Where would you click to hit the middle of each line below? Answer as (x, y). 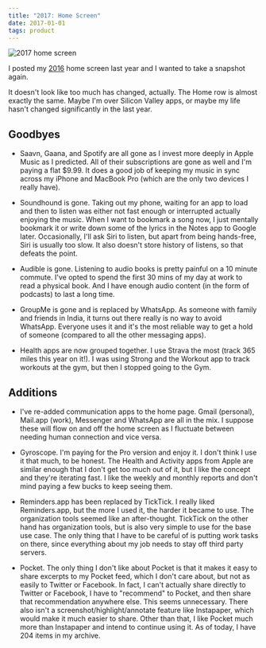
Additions (33, 392)
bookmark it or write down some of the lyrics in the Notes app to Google (138, 228)
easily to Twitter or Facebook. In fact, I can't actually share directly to (133, 585)
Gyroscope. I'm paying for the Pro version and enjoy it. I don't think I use (138, 452)
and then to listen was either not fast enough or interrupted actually (130, 211)
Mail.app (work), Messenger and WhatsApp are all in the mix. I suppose (137, 420)
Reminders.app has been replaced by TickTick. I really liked (117, 502)
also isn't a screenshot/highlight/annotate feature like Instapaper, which (137, 610)
